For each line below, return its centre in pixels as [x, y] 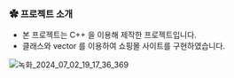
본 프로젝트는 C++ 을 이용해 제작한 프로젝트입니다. [109, 35]
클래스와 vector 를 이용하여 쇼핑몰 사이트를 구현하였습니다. [124, 46]
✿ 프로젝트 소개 [41, 13]
